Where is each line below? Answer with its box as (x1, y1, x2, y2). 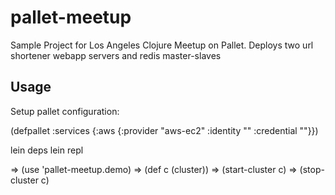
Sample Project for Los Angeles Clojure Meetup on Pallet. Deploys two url (10, 39, 314, 51)
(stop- (299, 163, 325, 175)
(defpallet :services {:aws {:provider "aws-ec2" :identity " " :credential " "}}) (10, 124, 319, 136)
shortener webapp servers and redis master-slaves (10, 49, 222, 61)
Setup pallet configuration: (10, 105, 120, 117)
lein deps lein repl (10, 144, 84, 156)
